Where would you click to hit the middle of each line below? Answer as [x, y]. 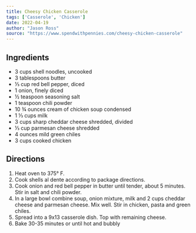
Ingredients [28, 58]
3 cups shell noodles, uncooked [53, 71]
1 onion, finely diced [39, 90]
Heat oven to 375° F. [39, 173]
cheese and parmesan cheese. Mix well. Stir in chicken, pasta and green [102, 205]
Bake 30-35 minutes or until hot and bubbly [67, 223]
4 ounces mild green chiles [47, 134]
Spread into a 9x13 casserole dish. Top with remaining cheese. [90, 217]
